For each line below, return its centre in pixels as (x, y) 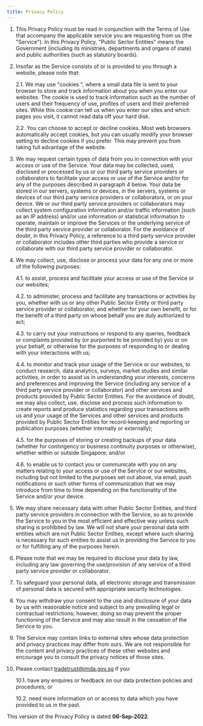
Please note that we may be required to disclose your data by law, (97, 558)
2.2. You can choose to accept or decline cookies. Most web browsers (103, 128)
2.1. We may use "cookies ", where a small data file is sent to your (97, 84)
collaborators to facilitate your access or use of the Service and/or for (102, 178)
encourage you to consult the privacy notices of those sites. (90, 657)
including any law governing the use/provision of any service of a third (103, 564)
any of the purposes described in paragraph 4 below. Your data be (98, 184)
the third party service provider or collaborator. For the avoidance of (100, 229)
